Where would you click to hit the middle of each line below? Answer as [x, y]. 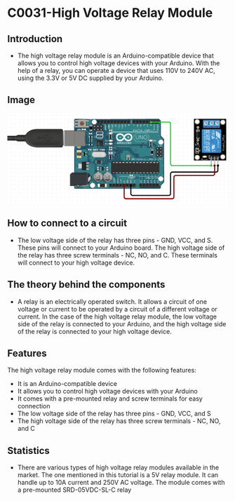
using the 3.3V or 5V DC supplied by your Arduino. [90, 78]
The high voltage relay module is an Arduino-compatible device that [115, 55]
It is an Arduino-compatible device [67, 384]
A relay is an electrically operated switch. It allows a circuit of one [112, 301]
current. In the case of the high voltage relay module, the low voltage [117, 316]
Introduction [35, 39]
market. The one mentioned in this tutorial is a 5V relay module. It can [118, 475]
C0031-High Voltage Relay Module [110, 13]
